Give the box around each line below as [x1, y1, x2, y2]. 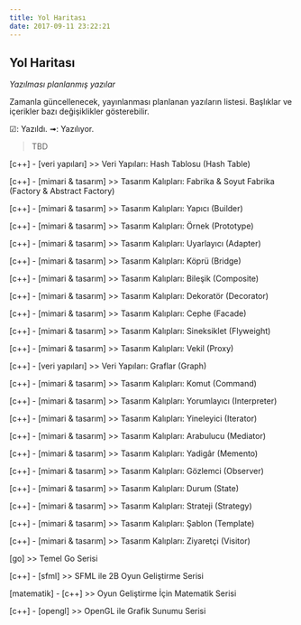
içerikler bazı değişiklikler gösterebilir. [9, 106, 150, 117]
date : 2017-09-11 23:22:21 [9, 22, 111, 31]
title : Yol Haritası [9, 13, 87, 23]
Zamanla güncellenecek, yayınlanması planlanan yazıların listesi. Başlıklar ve [9, 97, 293, 107]
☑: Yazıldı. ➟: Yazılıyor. [9, 124, 95, 135]
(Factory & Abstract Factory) [9, 186, 115, 197]
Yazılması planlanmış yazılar [9, 79, 115, 90]
